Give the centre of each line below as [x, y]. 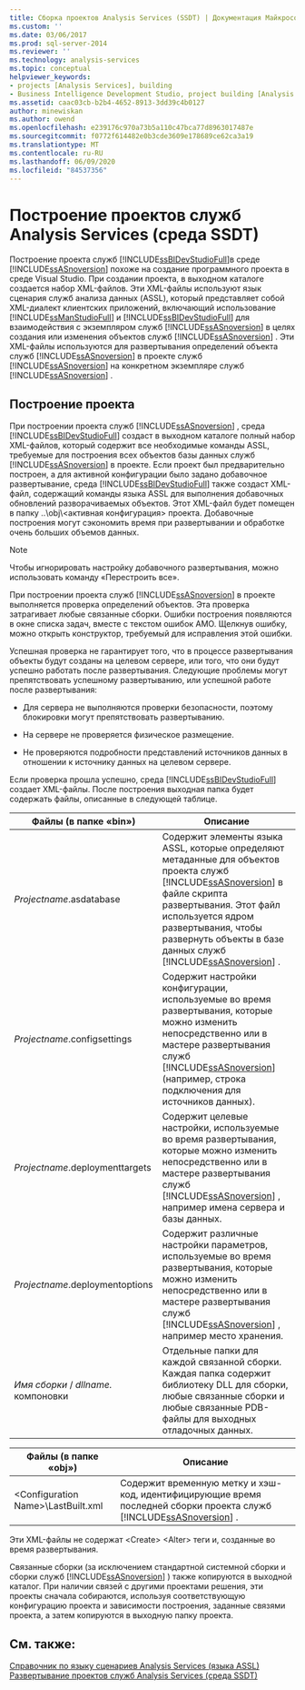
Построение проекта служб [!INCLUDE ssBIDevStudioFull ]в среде [135, 259]
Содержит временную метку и [188, 1484]
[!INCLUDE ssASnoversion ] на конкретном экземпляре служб [127, 366]
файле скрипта [195, 894]
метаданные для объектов [221, 860]
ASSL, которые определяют [223, 849]
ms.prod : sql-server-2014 [58, 43]
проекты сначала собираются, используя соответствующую [128, 1596]
